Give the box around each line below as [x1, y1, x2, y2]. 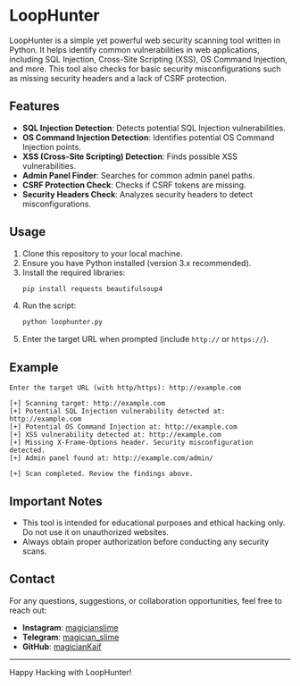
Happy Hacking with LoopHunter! [9, 666, 132, 677]
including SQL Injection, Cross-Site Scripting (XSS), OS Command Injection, [9, 54, 287, 64]
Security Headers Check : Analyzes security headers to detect [21, 188, 253, 199]
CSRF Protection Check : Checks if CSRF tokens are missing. [21, 180, 247, 190]
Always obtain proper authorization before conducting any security [21, 536, 270, 547]
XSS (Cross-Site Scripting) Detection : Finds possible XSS [21, 151, 238, 162]
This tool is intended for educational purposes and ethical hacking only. [21, 517, 286, 528]
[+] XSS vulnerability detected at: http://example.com [9, 431, 221, 439]
